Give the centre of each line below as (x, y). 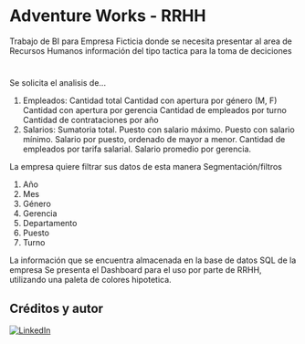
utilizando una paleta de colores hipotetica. (90, 280)
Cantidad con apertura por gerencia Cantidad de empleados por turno (155, 110)
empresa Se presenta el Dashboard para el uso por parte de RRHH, (136, 270)
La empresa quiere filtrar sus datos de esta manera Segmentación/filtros (146, 167)
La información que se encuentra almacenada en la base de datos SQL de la (153, 260)
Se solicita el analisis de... (58, 83)
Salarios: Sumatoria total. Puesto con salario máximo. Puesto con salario (158, 130)
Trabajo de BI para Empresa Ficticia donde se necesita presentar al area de (151, 41)
